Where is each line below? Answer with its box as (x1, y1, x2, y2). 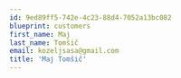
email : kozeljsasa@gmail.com (9, 47, 119, 56)
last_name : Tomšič (9, 38, 79, 48)
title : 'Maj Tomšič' (9, 55, 88, 64)
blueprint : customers (9, 22, 91, 30)
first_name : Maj (9, 30, 71, 39)
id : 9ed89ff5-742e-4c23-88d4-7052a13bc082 (9, 13, 172, 22)
